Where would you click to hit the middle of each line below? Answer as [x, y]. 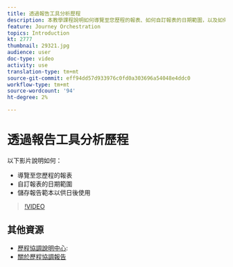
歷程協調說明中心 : [42, 248]
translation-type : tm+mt [43, 71]
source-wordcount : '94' [42, 91]
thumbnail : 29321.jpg [38, 46]
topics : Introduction [38, 33]
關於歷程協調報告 [42, 257]
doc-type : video [31, 59]
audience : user [29, 53]
